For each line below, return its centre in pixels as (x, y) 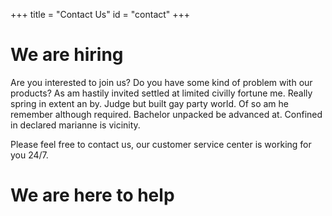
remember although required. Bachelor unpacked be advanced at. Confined (166, 114)
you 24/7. (29, 155)
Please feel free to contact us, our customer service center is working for (161, 144)
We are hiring (67, 55)
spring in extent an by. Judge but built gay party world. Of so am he (149, 103)
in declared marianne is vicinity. (75, 125)
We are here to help (92, 195)
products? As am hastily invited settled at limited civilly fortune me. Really (161, 93)
